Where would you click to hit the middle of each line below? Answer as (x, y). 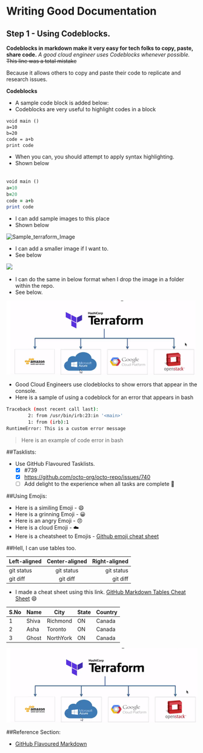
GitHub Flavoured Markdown (51, 744)
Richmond (60, 621)
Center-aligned (67, 561)
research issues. (27, 79)
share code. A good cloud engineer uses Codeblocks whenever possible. (98, 55)
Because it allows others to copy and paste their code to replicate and (94, 73)
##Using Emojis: (27, 496)
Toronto (57, 629)
